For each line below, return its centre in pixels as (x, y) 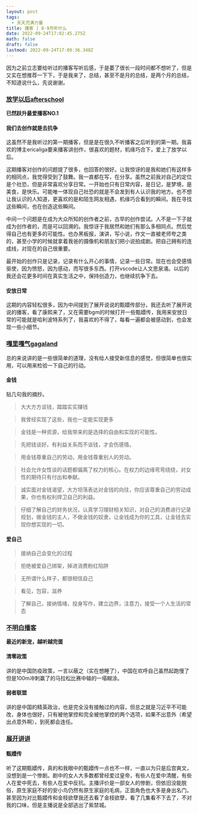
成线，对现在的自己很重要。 (40, 248)
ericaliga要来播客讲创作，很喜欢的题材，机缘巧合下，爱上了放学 (104, 150)
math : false (21, 39)
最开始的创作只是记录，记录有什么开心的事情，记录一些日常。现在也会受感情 (99, 261)
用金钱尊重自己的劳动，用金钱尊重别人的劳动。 (77, 457)
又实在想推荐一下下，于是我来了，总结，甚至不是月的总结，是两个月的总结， (99, 75)
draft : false (22, 45)
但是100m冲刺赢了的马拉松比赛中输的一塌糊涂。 (64, 678)
